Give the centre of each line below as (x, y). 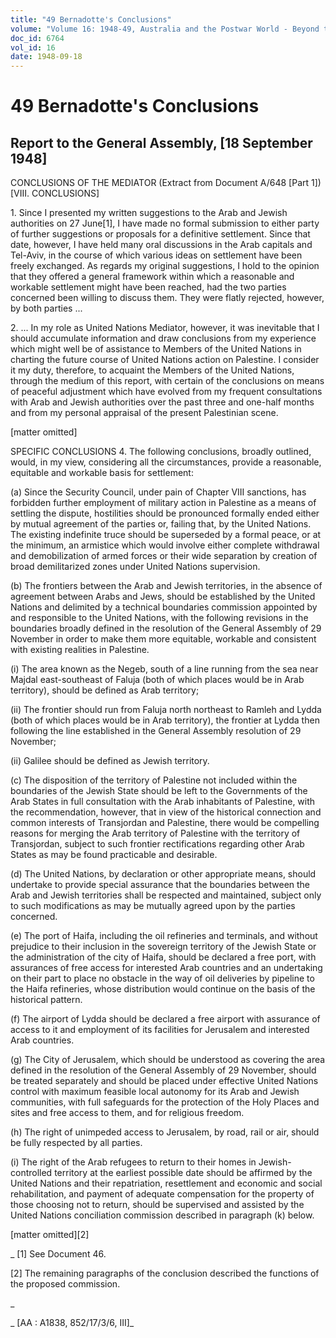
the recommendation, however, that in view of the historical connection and (166, 812)
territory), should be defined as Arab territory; (105, 690)
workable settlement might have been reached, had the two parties (148, 287)
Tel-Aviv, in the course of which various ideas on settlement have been (156, 255)
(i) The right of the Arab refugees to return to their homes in (133, 1162)
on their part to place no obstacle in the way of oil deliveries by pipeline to (162, 978)
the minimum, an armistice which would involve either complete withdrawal (165, 545)
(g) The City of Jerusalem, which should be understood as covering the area (168, 1060)
